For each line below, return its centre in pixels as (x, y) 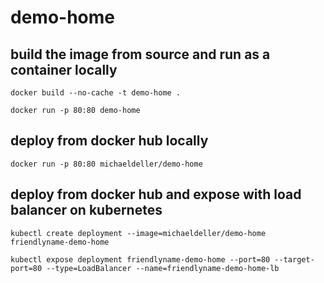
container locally (64, 69)
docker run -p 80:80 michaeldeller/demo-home (106, 164)
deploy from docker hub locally (109, 141)
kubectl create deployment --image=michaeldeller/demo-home (138, 233)
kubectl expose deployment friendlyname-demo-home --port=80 (140, 259)
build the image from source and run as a (140, 54)
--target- (294, 259)
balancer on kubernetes (86, 210)
